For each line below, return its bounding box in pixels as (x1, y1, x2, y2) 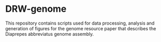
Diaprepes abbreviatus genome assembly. (5, 31, 94, 37)
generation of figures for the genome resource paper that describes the (5, 25, 156, 31)
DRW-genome (5, 3, 66, 15)
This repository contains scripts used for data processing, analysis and (5, 20, 155, 26)
